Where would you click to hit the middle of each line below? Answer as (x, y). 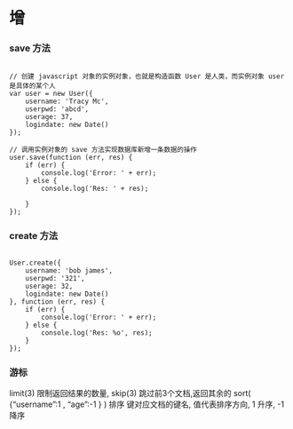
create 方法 (34, 236)
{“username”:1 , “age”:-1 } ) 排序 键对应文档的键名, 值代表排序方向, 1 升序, (143, 404)
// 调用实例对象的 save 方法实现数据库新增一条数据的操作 (103, 150)
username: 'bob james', (69, 270)
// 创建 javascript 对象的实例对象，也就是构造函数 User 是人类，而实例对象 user (147, 76)
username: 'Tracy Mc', (67, 102)
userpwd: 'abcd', (57, 109)
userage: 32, (49, 286)
